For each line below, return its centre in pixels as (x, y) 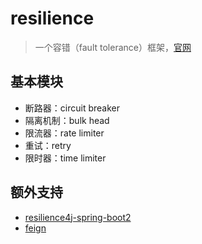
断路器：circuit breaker (72, 108)
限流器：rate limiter (64, 133)
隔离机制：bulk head (67, 120)
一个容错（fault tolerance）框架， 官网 (113, 47)
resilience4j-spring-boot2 (78, 217)
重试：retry (48, 145)
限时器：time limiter (65, 158)
